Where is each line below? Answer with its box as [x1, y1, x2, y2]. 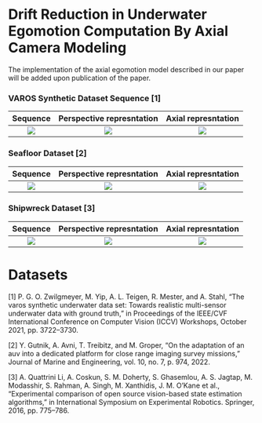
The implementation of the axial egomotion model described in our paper [8, 64, 245, 74]
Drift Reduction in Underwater [8, 5, 208, 24]
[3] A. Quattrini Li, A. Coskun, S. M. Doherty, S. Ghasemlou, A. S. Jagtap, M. [8, 372, 253, 381]
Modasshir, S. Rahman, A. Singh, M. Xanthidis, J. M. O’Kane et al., [8, 381, 220, 390]
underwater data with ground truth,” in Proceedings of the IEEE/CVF [8, 308, 227, 318]
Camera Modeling [8, 39, 127, 57]
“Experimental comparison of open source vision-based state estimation [8, 388, 242, 398]
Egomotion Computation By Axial [8, 22, 229, 40]
